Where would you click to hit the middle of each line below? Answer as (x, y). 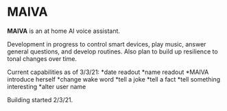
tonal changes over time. (42, 58)
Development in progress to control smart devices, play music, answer (107, 44)
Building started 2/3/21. (40, 99)
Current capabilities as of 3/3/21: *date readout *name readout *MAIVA (108, 72)
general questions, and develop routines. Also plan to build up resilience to (112, 51)
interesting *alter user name (47, 86)
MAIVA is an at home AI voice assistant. (64, 31)
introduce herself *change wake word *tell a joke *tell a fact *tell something (114, 79)
